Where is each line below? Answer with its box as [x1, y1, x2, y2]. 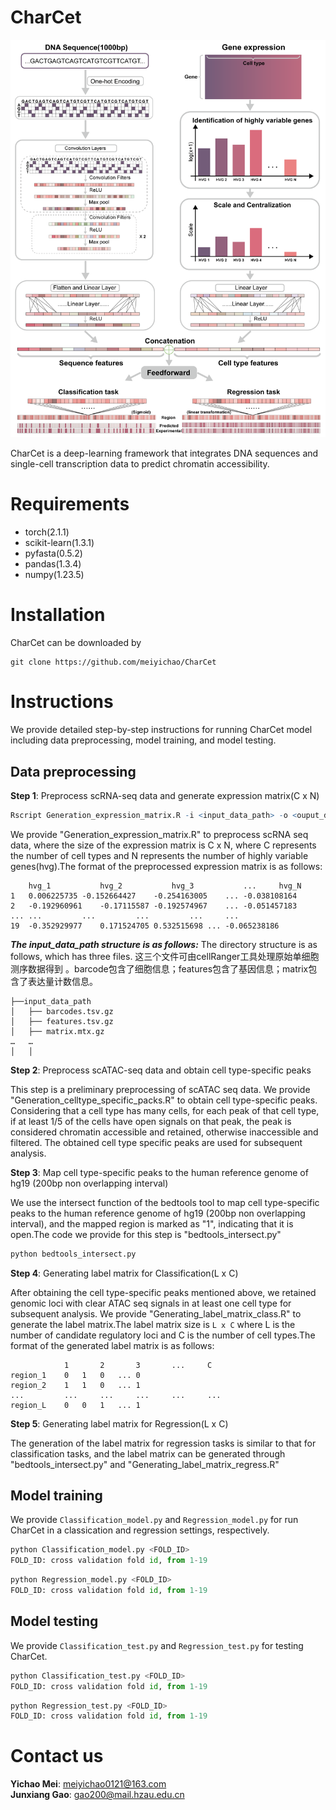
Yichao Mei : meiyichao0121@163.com [10, 1778, 167, 1790]
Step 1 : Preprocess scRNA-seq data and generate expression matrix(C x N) [10, 789, 320, 801]
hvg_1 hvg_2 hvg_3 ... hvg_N [28, 881, 302, 891]
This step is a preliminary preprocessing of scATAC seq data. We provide [10, 1083, 311, 1095]
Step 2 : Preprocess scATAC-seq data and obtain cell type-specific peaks [10, 1064, 312, 1076]
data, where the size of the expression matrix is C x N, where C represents [10, 839, 317, 851]
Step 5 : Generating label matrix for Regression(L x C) [10, 1417, 229, 1430]
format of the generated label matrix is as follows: [10, 1339, 215, 1351]
